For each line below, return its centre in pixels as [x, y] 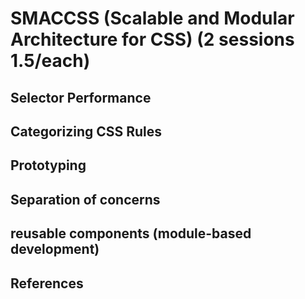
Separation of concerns [85, 199]
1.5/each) [50, 61]
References [47, 283]
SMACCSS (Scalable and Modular [152, 18]
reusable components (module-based [131, 233]
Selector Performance [81, 97]
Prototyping [48, 165]
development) [55, 249]
